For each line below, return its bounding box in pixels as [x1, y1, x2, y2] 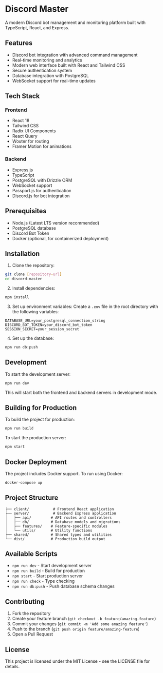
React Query [12, 133, 37, 139]
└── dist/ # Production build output [5, 536, 106, 541]
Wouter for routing [12, 138, 50, 144]
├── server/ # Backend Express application [5, 511, 117, 516]
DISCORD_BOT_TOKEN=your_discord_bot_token [5, 322, 92, 327]
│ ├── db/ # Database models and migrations [5, 519, 121, 524]
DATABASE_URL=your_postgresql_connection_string [5, 318, 106, 323]
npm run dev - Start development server [12, 563, 92, 569]
